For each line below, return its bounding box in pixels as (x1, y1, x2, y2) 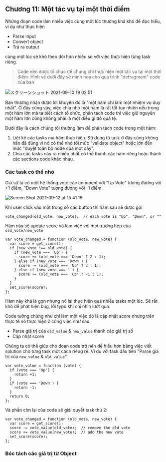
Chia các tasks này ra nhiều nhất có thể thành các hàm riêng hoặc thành (12, 150, 162, 156)
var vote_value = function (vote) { (5, 363, 81, 369)
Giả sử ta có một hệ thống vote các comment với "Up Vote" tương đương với (5, 180, 162, 186)
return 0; (9, 394, 30, 399)
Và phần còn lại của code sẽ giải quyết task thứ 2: (5, 407, 108, 413)
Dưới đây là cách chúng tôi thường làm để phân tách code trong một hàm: (5, 125, 157, 131)
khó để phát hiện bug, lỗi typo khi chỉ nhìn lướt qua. (5, 303, 111, 310)
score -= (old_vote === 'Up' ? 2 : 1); (18, 263, 101, 268)
